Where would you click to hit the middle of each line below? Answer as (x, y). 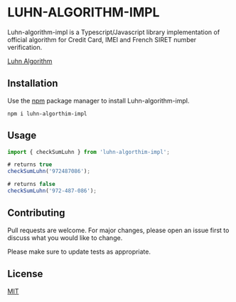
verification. (25, 47)
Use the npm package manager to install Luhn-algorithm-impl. (98, 100)
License (25, 274)
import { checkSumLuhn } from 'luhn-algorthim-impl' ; (89, 152)
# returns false (31, 184)
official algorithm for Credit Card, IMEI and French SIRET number (102, 39)
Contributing (36, 213)
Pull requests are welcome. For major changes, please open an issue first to (118, 230)
